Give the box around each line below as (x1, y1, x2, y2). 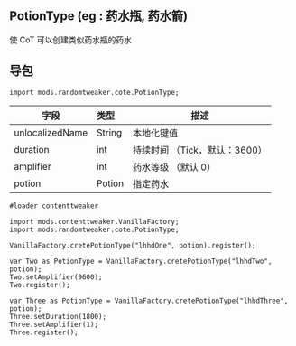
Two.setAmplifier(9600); (9, 272, 103, 282)
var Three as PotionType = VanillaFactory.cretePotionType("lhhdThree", (9, 296, 289, 305)
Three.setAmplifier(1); (9, 320, 99, 329)
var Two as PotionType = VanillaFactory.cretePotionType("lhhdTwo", (9, 257, 273, 266)
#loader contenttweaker (9, 201, 99, 210)
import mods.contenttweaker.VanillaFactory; (9, 217, 180, 226)
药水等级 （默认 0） (132, 161, 217, 173)
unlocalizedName (14, 126, 88, 138)
